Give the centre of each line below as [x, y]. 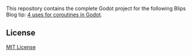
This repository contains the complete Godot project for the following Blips [96, 8]
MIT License [21, 47]
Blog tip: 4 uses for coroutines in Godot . [54, 15]
